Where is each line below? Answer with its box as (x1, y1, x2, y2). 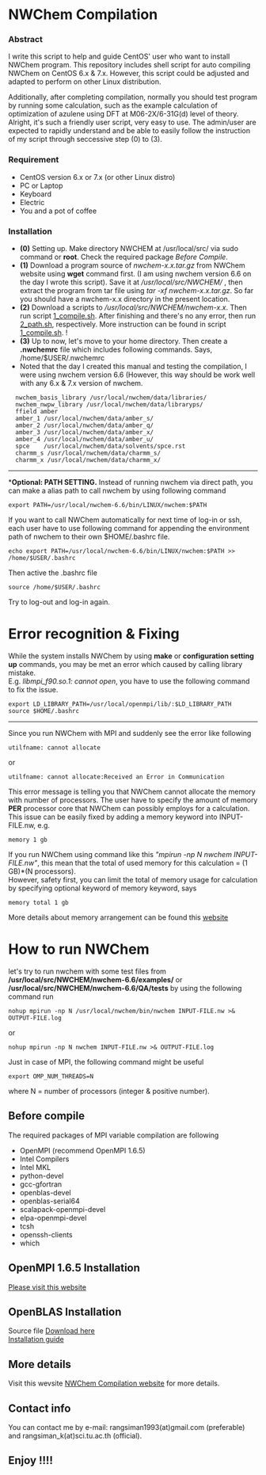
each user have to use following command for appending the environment (8, 524, 249, 533)
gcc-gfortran (19, 1179, 63, 1189)
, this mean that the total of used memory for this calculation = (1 (36, 858, 248, 868)
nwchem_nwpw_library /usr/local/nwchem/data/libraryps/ (15, 401, 203, 409)
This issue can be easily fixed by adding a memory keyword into (8, 812, 218, 821)
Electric (19, 197, 45, 207)
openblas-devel (19, 1187, 71, 1197)
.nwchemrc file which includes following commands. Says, (19, 345, 212, 354)
